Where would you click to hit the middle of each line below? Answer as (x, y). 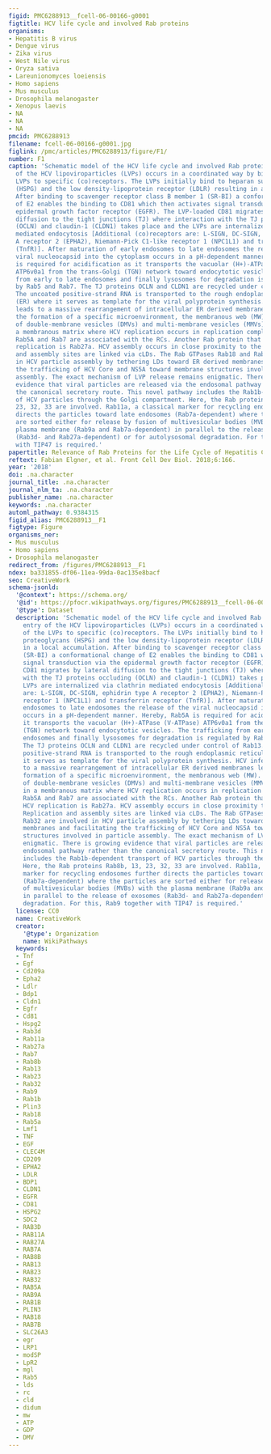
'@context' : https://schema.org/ (72, 596)
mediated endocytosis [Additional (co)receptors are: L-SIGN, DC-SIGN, (139, 234)
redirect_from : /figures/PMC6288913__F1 (77, 565)
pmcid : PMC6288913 (39, 136)
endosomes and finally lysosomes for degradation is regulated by (137, 738)
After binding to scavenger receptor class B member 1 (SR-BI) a (128, 196)
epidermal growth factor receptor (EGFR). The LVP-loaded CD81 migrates (140, 211)
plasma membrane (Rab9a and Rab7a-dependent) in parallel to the (128, 430)
